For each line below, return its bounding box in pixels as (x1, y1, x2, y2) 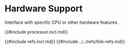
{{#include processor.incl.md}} (4, 29, 68, 35)
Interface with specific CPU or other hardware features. (4, 19, 119, 25)
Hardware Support (4, 3, 83, 14)
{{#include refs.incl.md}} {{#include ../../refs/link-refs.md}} (4, 38, 125, 45)
